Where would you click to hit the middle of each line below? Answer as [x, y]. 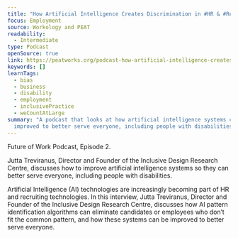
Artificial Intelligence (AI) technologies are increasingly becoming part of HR [118, 189]
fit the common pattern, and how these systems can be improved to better [116, 219]
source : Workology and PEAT [49, 27]
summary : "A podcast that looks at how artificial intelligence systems [117, 119]
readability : [27, 34]
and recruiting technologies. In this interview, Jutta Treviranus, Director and [117, 197]
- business [30, 87]
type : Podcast [28, 47]
